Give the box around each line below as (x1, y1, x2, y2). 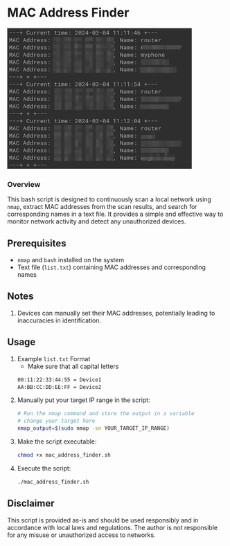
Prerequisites (7, 237, 67, 249)
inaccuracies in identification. (17, 316, 102, 325)
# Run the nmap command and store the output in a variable (17, 410, 195, 417)
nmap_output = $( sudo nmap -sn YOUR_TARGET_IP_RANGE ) (17, 425, 170, 432)
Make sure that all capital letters (27, 362, 119, 370)
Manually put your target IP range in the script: (17, 396, 150, 404)
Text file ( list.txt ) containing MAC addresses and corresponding (17, 263, 206, 271)
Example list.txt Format (17, 354, 91, 363)
